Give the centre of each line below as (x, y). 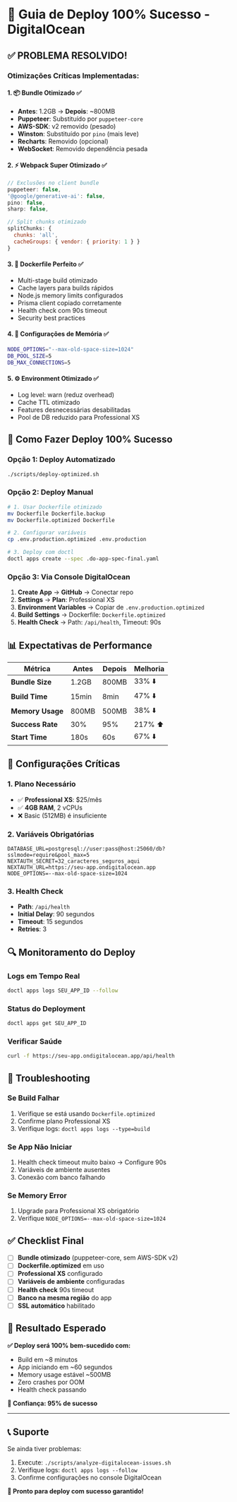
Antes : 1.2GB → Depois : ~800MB (66, 111)
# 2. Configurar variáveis (47, 533)
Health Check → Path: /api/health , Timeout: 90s (89, 622)
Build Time (29, 697)
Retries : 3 (32, 929)
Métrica (37, 668)
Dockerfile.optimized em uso (61, 1266)
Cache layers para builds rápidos (66, 288)
